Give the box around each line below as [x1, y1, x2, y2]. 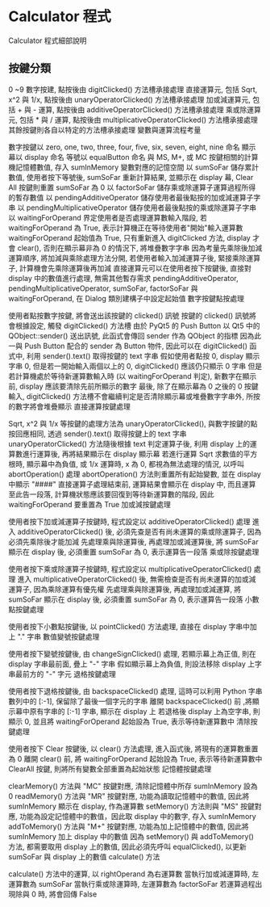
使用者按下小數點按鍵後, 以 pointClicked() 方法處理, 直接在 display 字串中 [8, 621, 251, 631]
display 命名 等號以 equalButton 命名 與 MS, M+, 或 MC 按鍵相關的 [23, 152, 245, 162]
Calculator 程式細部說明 [8, 36, 87, 45]
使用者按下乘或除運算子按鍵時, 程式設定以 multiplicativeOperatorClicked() [8, 564, 252, 573]
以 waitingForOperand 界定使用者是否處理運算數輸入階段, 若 [8, 212, 208, 222]
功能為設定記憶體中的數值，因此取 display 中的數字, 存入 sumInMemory [19, 811, 256, 821]
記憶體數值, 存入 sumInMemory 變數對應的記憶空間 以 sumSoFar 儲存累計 [15, 162, 260, 172]
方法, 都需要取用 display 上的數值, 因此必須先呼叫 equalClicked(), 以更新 [8, 842, 247, 851]
